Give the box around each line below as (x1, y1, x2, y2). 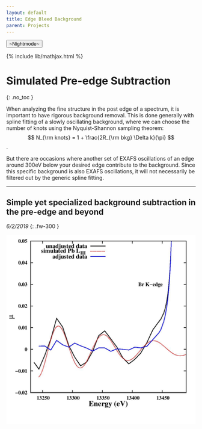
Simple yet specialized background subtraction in (6, 197, 196, 208)
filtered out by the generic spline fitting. (6, 174, 104, 182)
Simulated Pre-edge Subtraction (6, 74, 171, 87)
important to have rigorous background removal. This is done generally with (6, 112, 194, 119)
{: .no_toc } (6, 94, 34, 101)
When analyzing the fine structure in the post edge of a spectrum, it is (6, 105, 180, 113)
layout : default (6, 10, 47, 16)
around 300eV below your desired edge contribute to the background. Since (6, 161, 195, 168)
